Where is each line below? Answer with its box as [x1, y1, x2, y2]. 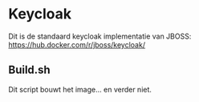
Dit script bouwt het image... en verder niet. [8, 84, 152, 94]
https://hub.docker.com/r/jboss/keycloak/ [8, 39, 146, 49]
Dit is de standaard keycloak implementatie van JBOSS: [8, 31, 192, 41]
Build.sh [8, 63, 51, 77]
